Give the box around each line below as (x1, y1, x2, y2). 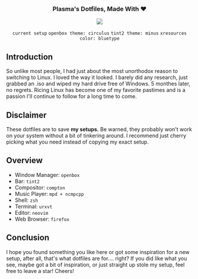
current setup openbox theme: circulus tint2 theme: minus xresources (12, 30, 187, 37)
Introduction (6, 52, 53, 62)
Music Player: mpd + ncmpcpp (14, 190, 84, 197)
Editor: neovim (14, 209, 49, 216)
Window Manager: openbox (14, 171, 80, 178)
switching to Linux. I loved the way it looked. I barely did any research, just (6, 74, 188, 81)
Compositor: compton (14, 183, 65, 191)
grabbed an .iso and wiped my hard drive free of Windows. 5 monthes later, (6, 80, 191, 87)
